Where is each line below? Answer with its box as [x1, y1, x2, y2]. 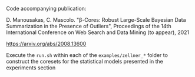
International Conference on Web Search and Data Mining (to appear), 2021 [6, 29, 190, 36]
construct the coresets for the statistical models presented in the [6, 58, 163, 65]
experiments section [6, 64, 56, 71]
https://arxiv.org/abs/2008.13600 [6, 41, 87, 47]
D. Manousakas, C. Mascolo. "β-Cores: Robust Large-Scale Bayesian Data [6, 16, 187, 23]
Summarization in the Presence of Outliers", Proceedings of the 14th [6, 23, 172, 29]
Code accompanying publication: [6, 5, 87, 12]
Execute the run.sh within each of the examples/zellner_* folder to [6, 52, 168, 58]
